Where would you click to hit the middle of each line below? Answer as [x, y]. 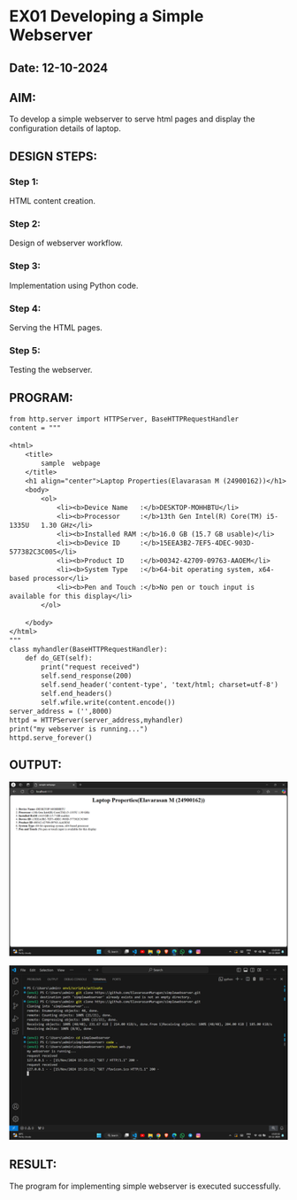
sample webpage [71, 464]
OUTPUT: [35, 765]
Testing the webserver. [51, 370]
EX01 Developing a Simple [107, 16]
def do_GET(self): [59, 658]
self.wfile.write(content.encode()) [108, 703]
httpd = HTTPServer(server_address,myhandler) [96, 720]
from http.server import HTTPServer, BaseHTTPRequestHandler [124, 419]
